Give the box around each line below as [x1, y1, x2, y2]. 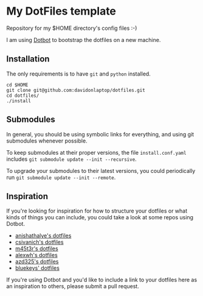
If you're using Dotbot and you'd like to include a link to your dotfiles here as [6, 276, 198, 284]
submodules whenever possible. [6, 137, 88, 144]
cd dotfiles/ [6, 93, 40, 99]
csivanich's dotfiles [15, 239, 64, 246]
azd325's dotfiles [15, 258, 59, 266]
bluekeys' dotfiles [15, 264, 60, 272]
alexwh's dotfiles [15, 252, 58, 259]
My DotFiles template [6, 4, 117, 18]
